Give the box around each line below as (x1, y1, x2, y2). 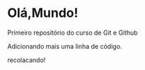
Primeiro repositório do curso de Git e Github (7, 28, 138, 37)
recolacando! (7, 55, 46, 64)
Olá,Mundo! (7, 5, 79, 21)
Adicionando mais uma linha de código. (7, 42, 122, 50)
